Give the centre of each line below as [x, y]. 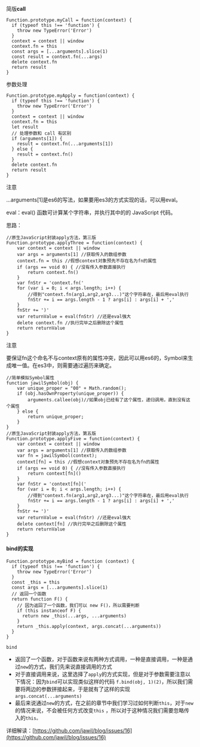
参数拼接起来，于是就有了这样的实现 [85, 689]
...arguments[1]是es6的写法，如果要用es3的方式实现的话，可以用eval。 [93, 200]
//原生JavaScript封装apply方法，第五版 [51, 434]
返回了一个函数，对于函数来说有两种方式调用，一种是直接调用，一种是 [101, 659]
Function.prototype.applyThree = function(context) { [75, 243]
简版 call [16, 9]
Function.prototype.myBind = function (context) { [70, 562]
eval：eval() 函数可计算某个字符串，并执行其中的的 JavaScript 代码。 [91, 212]
